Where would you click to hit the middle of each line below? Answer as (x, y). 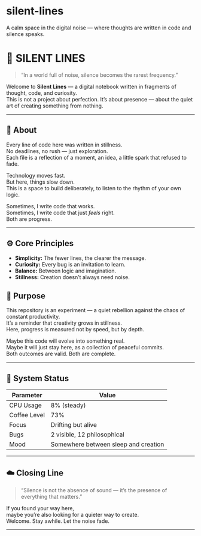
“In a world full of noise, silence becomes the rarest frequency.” (99, 75)
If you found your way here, (40, 508)
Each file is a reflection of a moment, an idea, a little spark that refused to (97, 157)
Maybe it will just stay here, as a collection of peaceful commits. (85, 348)
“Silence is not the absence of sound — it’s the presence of (94, 490)
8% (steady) (68, 405)
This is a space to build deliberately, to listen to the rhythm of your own (94, 188)
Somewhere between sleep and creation (107, 444)
